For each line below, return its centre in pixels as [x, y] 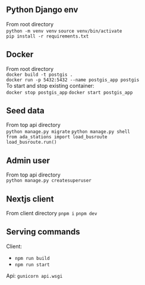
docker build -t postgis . [40, 75]
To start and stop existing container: [50, 85]
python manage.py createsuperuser [49, 181]
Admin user [28, 160]
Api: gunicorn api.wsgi [34, 275]
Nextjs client [30, 199]
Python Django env [42, 10]
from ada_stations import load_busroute [57, 137]
